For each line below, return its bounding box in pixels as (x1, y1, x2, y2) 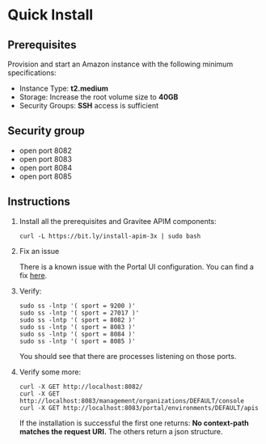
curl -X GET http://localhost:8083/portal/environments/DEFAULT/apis (19, 404, 260, 412)
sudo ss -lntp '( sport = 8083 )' (19, 323, 136, 331)
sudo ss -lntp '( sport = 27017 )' (19, 309, 140, 317)
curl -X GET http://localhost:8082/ (19, 383, 143, 391)
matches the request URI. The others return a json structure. (19, 426, 223, 436)
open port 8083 (19, 154, 72, 163)
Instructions (7, 195, 70, 209)
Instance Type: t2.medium (19, 83, 108, 93)
